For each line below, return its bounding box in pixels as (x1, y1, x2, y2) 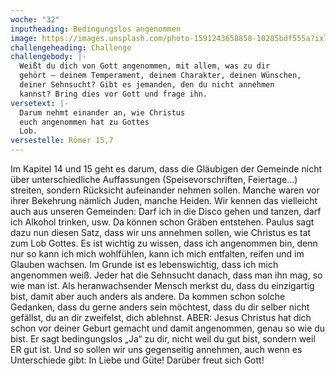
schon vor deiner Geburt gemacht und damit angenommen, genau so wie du (10, 322, 326, 334)
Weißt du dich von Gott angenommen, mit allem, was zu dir (19, 61, 271, 71)
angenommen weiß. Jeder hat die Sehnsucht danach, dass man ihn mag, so (10, 269, 323, 281)
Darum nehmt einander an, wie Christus (19, 107, 186, 118)
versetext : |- (10, 98, 70, 108)
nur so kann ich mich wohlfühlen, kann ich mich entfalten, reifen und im (10, 248, 305, 260)
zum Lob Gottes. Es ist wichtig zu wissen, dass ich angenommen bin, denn (10, 237, 318, 249)
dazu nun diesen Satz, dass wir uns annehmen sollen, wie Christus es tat (10, 227, 312, 238)
